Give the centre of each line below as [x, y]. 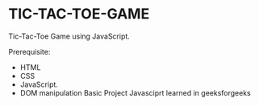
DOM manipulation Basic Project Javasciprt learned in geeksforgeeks [136, 92]
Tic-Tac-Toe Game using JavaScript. [69, 36]
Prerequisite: [29, 51]
